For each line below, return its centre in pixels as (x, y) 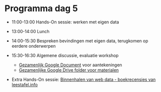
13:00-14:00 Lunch (30, 31)
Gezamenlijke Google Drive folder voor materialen (69, 70)
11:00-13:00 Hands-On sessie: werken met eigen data (65, 22)
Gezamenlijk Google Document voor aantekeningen (71, 65)
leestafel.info (25, 84)
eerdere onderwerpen (34, 46)
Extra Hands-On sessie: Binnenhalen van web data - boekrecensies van (84, 79)
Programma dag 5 (41, 9)
